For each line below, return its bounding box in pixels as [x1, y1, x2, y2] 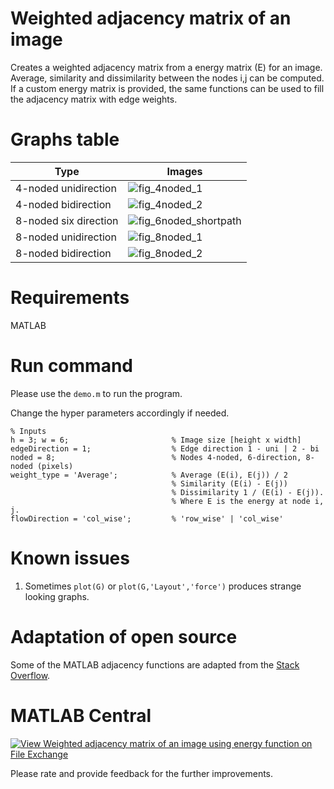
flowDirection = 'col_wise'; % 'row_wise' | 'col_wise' [10, 513, 284, 524]
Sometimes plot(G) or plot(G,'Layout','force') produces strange [24, 580, 302, 592]
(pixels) [36, 461, 74, 471]
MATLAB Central [10, 704, 152, 727]
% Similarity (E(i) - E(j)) [171, 478, 288, 489]
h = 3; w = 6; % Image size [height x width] [10, 435, 302, 445]
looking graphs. [24, 590, 90, 602]
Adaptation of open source [10, 625, 238, 648]
